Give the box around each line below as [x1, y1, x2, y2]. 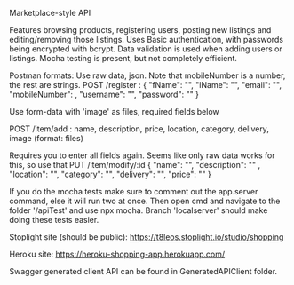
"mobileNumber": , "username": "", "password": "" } [9, 89, 200, 99]
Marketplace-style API [9, 8, 91, 18]
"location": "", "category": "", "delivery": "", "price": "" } [9, 169, 211, 179]
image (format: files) [9, 133, 84, 143]
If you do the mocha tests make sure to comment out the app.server [9, 186, 258, 196]
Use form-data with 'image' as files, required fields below [9, 107, 219, 116]
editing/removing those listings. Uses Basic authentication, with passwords [9, 35, 284, 44]
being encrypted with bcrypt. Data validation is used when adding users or [9, 44, 282, 54]
